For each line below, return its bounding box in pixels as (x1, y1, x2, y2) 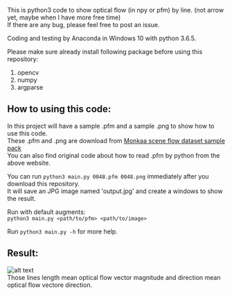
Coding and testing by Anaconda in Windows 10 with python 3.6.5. (7, 34, 197, 42)
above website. (7, 158, 51, 167)
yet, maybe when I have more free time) (7, 13, 121, 22)
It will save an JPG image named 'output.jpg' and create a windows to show (7, 187, 223, 195)
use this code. (7, 129, 48, 138)
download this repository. (7, 179, 80, 188)
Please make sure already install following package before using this (7, 48, 203, 56)
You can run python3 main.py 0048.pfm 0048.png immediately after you (7, 172, 209, 180)
